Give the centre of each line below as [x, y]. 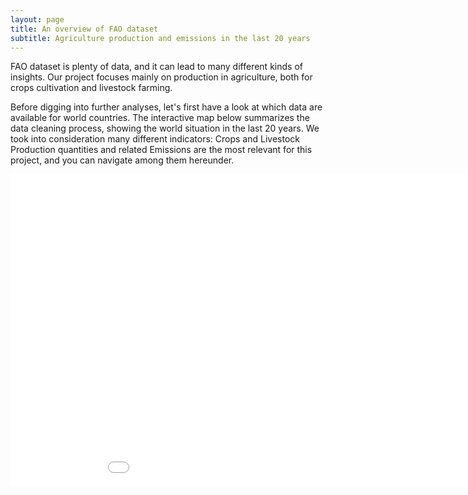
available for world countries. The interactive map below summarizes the [160, 118]
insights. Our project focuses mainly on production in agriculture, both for [161, 77]
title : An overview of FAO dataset [84, 29]
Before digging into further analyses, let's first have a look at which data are [166, 107]
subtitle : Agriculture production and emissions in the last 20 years [160, 38]
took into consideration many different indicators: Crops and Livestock [155, 139]
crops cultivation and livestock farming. [91, 88]
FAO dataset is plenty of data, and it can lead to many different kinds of [156, 67]
